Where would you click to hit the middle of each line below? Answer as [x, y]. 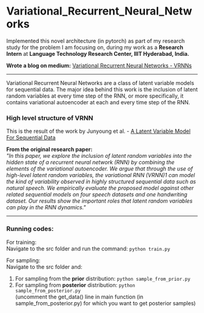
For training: [21, 242]
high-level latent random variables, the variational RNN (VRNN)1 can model [101, 175]
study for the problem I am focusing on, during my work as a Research [95, 47]
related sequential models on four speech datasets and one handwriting [97, 195]
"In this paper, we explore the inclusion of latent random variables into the [99, 156]
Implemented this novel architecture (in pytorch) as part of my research [96, 41]
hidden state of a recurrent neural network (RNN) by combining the [90, 163]
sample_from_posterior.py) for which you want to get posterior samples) [105, 303]
